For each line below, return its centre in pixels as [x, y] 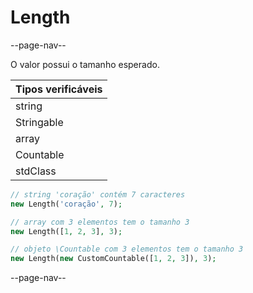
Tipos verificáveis [59, 89]
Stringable [39, 122]
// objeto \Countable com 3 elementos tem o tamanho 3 [127, 249]
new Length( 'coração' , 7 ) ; [66, 204]
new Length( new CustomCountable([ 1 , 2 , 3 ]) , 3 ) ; [113, 259]
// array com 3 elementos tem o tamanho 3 [100, 222]
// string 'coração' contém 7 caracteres [98, 194]
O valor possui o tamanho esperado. [85, 64]
